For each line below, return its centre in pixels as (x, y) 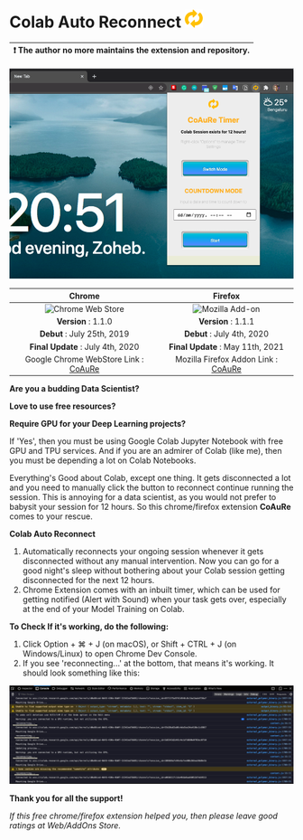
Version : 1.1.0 (84, 322)
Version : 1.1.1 (226, 322)
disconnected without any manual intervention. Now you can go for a (151, 562)
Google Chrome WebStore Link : (84, 359)
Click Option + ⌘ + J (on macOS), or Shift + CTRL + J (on (129, 644)
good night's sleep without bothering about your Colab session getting (154, 571)
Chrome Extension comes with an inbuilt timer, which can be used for (151, 590)
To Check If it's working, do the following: (89, 627)
